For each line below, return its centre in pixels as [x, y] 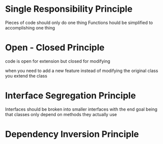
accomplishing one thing [30, 27]
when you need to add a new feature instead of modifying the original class [82, 71]
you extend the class [26, 76]
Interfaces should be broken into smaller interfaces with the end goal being [81, 109]
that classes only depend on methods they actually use [61, 114]
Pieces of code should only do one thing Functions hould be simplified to [79, 23]
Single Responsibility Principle [69, 9]
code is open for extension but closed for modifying [58, 61]
